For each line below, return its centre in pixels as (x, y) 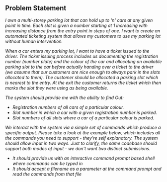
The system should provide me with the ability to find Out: (65, 97)
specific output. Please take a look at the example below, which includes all (83, 133)
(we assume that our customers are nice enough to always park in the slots (83, 72)
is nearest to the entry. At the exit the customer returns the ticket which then (83, 83)
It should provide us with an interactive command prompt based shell (83, 158)
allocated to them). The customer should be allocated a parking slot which (82, 77)
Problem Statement (36, 8)
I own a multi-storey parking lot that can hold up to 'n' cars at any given (79, 20)
